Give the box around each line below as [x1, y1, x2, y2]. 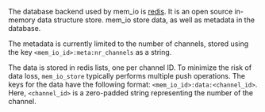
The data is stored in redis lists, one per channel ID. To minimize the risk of [8, 63, 252, 72]
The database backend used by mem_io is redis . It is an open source [8, 7, 233, 16]
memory [8, 15, 36, 25]
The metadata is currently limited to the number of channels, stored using [8, 39, 249, 48]
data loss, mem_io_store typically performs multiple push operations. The [8, 71, 246, 80]
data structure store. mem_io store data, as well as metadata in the [36, 15, 255, 25]
